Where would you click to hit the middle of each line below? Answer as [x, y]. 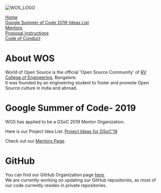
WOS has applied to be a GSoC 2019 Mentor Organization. [65, 122]
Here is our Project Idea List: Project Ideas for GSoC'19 [61, 131]
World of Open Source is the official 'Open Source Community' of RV [76, 72]
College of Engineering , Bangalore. [41, 77]
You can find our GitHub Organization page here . [55, 175]
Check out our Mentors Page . [35, 141]
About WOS [30, 58]
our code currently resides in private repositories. [56, 185]
